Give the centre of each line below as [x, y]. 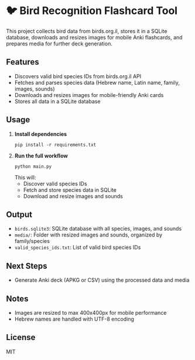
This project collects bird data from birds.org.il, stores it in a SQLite [87, 31]
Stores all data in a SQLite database [57, 101]
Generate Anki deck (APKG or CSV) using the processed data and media [102, 280]
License [21, 337]
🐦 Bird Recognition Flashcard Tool [92, 11]
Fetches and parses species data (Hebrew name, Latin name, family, [97, 82]
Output [19, 214]
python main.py [33, 166]
